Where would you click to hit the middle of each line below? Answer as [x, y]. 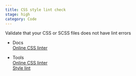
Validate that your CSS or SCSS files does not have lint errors [68, 33]
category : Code [21, 19]
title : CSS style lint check [35, 10]
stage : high [17, 14]
